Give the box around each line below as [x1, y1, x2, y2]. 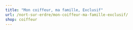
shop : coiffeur [5, 17, 38, 22]
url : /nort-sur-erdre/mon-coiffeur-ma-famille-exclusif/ [5, 12, 128, 17]
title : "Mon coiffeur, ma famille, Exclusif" [5, 7, 103, 13]
